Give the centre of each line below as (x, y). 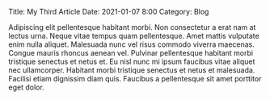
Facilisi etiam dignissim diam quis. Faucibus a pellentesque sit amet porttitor (135, 79)
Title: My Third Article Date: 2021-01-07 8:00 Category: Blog (109, 12)
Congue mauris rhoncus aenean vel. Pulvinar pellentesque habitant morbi (131, 53)
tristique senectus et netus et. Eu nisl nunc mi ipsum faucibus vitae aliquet (132, 61)
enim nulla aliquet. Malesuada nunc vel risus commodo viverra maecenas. (131, 44)
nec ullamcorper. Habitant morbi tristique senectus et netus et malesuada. (132, 70)
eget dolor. (26, 87)
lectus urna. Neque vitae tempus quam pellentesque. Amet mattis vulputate (134, 36)
